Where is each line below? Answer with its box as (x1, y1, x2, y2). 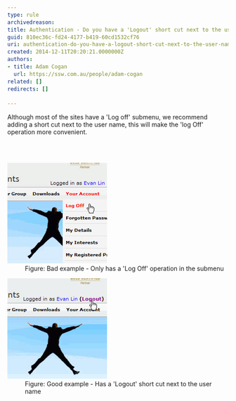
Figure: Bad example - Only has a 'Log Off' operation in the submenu (25, 264, 225, 273)
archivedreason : (7, 18, 55, 26)
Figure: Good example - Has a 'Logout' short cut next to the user (25, 380, 212, 388)
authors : (7, 56, 33, 63)
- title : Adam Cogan (7, 63, 68, 70)
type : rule (7, 11, 39, 18)
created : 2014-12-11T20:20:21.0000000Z (7, 48, 124, 55)
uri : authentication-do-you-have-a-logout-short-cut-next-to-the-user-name (7, 41, 234, 48)
